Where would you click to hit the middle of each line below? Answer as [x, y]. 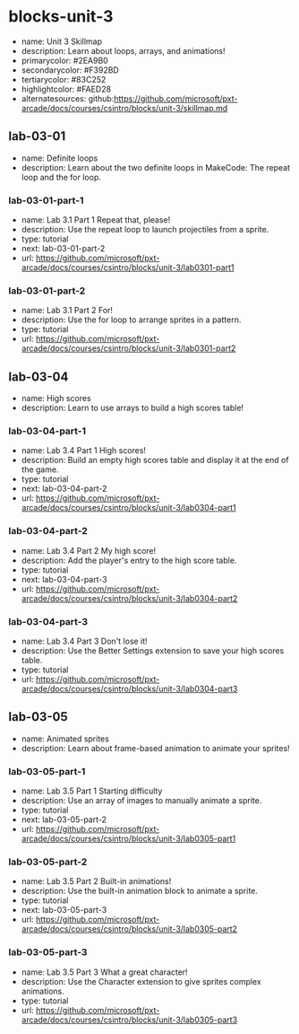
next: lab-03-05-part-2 [64, 819]
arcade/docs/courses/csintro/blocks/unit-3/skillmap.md [124, 108]
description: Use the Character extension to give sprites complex [141, 981]
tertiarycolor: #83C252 [64, 79]
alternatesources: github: [68, 98]
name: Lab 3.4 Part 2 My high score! [89, 550]
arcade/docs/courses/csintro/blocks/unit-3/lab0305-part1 [128, 839]
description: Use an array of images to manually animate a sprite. [141, 801]
